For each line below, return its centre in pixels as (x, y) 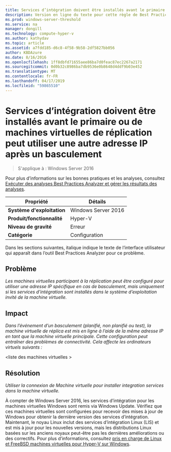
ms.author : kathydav (27, 39)
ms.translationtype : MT (31, 72)
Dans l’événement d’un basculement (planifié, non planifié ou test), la (78, 326)
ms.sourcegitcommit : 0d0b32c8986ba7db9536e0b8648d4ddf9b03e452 (74, 67)
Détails (97, 202)
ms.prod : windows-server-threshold (43, 19)
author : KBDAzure (24, 52)
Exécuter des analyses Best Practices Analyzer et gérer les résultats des (81, 183)
